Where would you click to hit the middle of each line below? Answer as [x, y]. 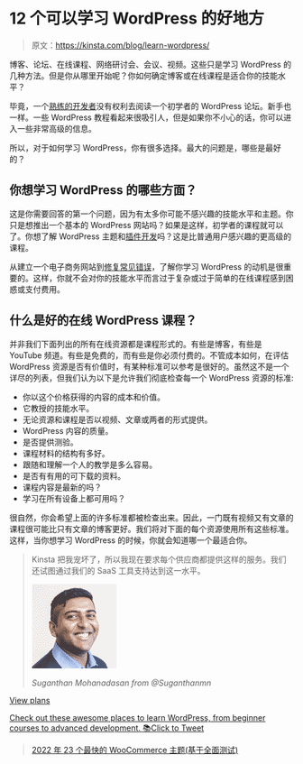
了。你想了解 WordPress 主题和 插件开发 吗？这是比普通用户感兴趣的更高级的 [150, 236]
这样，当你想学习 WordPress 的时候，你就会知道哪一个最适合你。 [131, 540]
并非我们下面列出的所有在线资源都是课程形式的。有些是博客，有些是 [136, 344]
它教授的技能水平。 [58, 408]
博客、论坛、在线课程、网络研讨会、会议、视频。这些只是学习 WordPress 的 [150, 64]
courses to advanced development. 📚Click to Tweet [107, 728]
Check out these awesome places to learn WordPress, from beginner [138, 717]
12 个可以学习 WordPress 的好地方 [137, 18]
